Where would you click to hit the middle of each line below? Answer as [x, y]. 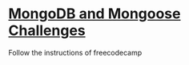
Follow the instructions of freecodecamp [75, 52]
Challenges [47, 31]
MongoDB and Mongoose [94, 14]
